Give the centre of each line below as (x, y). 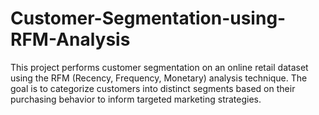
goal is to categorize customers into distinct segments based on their (153, 88)
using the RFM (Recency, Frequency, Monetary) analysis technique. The (159, 78)
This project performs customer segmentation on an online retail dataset (159, 67)
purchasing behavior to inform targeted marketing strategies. (136, 99)
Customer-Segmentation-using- (148, 18)
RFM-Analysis (70, 39)
